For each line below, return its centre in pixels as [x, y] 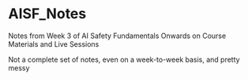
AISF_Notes [47, 14]
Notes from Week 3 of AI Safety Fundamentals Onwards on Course [117, 36]
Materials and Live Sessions [54, 44]
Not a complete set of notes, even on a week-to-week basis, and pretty [124, 59]
